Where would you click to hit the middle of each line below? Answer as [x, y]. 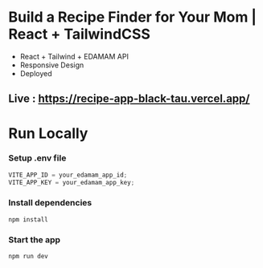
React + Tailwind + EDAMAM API [74, 56]
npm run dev [28, 257]
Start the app [35, 239]
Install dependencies [50, 203]
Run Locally [48, 133]
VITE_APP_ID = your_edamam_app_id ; [68, 175]
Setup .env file [37, 158]
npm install [28, 219]
